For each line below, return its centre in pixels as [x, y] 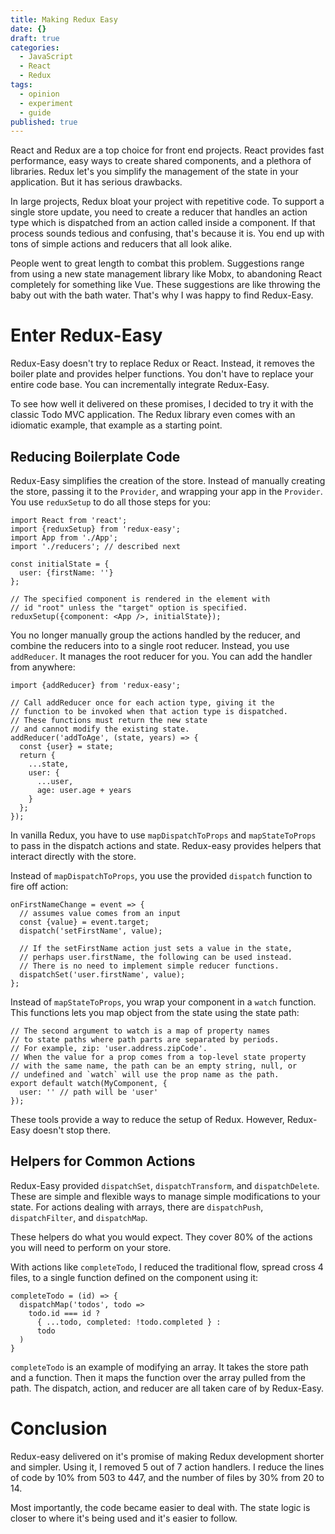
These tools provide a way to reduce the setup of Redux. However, [147, 1119]
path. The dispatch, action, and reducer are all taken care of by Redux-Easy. [167, 1388]
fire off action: [39, 886]
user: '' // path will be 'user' [89, 1092]
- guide [35, 112]
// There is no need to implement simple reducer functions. [149, 966]
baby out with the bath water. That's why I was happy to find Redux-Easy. [162, 295]
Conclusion [59, 1428]
